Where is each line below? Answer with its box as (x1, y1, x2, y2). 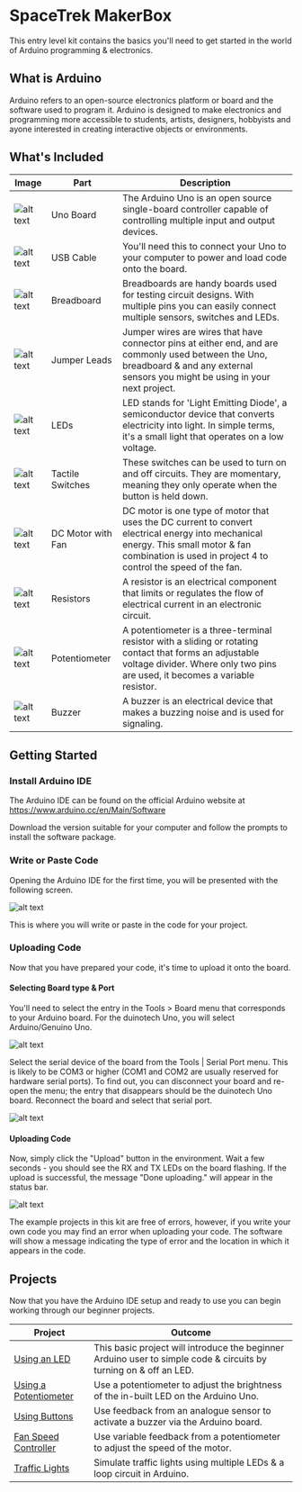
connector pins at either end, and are (122, 337, 279, 349)
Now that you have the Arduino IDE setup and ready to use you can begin (9, 1296, 281, 1307)
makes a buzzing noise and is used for (122, 706, 285, 719)
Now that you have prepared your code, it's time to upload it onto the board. (9, 962, 291, 972)
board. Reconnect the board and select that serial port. (9, 1095, 213, 1106)
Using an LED (13, 1352, 71, 1365)
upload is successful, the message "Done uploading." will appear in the (9, 1172, 273, 1183)
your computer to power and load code (122, 251, 288, 264)
